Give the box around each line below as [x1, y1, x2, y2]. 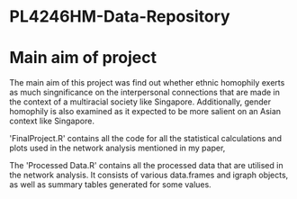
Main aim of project [9, 48, 157, 68]
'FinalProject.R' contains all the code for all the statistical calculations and [9, 133, 282, 144]
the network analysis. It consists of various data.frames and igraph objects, [9, 169, 289, 181]
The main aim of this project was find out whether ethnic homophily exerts [9, 77, 285, 88]
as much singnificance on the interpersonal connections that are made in [9, 87, 281, 98]
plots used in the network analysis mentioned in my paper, [9, 142, 226, 154]
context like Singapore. [9, 115, 94, 127]
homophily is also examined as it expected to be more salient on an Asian [9, 106, 282, 117]
